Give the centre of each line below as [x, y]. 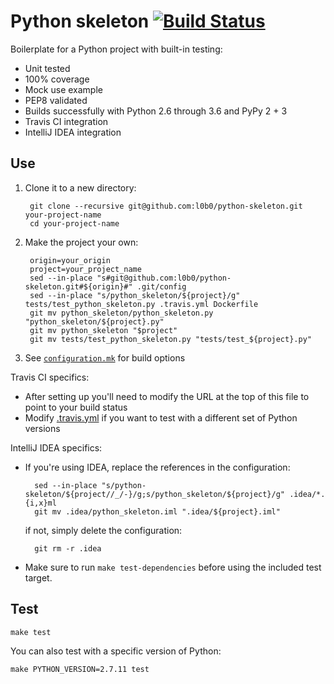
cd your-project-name [74, 223]
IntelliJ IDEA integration [73, 132]
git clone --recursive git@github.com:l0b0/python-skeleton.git [166, 206]
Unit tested [47, 68]
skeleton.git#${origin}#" [78, 286]
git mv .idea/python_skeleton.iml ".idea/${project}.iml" [157, 511]
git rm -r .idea [68, 548]
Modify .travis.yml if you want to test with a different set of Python [161, 417]
